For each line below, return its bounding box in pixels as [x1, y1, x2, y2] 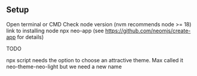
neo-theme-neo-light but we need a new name [6, 63, 122, 70]
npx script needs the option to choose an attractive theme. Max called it [6, 56, 184, 63]
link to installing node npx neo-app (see [6, 27, 104, 34]
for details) [17, 33, 44, 41]
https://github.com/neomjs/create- [105, 27, 191, 34]
